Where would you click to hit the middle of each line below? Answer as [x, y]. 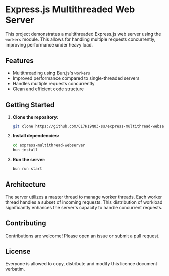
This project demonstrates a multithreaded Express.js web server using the [83, 34]
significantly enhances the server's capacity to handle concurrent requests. [84, 207]
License [18, 251]
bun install [25, 150]
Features [19, 61]
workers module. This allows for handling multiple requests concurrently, [80, 39]
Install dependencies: [36, 136]
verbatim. [15, 269]
